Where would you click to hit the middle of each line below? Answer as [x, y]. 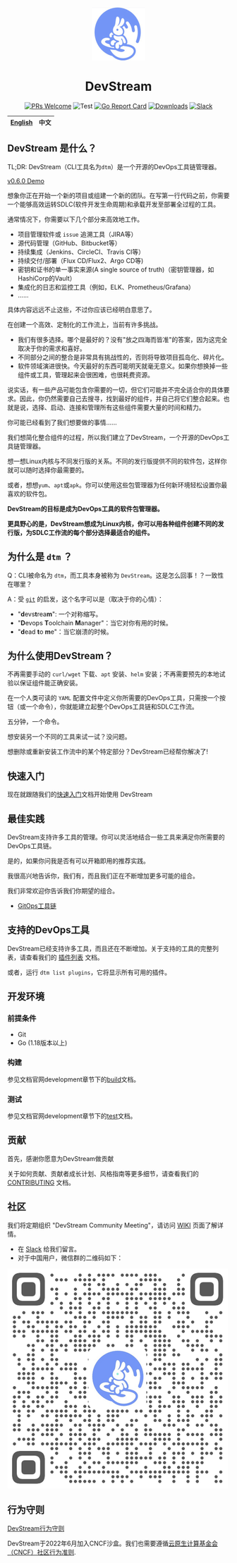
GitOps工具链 [37, 906]
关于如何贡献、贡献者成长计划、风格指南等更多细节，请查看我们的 [103, 1173]
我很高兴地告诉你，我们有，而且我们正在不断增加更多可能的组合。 [103, 876]
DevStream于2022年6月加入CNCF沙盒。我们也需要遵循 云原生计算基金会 [113, 1543]
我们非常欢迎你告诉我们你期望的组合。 [63, 891]
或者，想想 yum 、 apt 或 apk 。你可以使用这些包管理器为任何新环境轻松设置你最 [117, 485]
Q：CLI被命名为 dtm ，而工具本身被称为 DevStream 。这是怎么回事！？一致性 [116, 575]
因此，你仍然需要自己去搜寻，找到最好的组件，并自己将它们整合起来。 [121, 398]
